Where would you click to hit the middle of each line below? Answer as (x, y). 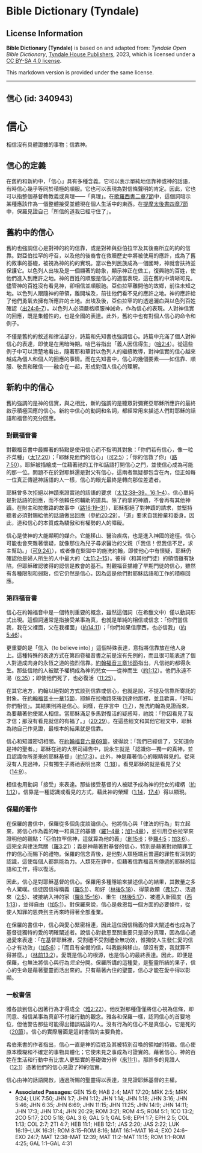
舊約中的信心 (30, 232)
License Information (44, 34)
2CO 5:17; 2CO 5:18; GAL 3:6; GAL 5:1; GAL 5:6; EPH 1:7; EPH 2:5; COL (102, 1117)
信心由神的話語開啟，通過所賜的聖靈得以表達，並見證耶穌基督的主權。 (93, 1080)
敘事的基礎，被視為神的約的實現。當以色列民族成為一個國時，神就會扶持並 (103, 263)
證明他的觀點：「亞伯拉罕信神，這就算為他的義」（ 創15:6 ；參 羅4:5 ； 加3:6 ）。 (100, 838)
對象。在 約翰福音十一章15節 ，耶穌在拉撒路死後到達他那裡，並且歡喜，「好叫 (100, 698)
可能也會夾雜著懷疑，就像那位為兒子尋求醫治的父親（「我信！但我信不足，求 (100, 543)
